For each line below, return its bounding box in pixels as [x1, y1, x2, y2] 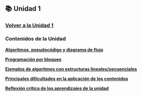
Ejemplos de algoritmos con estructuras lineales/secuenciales [5, 66, 137, 72]
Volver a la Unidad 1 [5, 22, 54, 29]
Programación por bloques [5, 56, 62, 62]
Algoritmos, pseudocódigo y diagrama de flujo [5, 47, 104, 53]
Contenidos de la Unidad [5, 35, 66, 42]
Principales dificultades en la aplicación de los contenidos [5, 76, 129, 82]
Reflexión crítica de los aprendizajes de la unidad [5, 85, 109, 91]
